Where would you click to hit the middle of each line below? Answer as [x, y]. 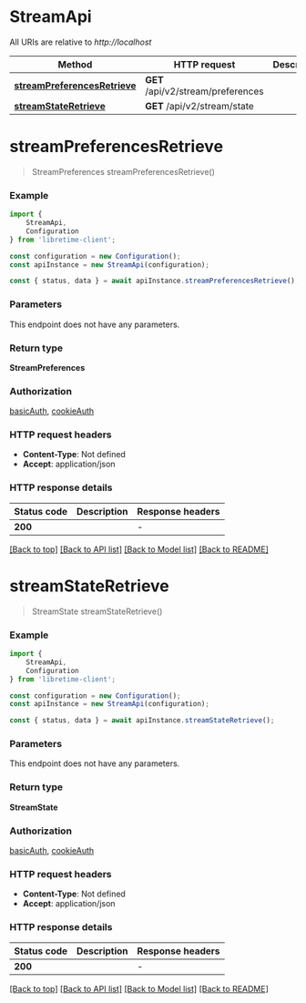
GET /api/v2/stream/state [200, 106]
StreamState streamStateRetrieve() [97, 611]
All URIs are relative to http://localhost [81, 42]
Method [75, 64]
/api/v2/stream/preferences [204, 91]
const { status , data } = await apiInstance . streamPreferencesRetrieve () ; [154, 281]
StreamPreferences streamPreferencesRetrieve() [123, 171]
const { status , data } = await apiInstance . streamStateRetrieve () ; [142, 721]
